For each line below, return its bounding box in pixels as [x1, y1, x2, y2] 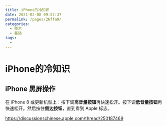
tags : [5, 36, 17, 41]
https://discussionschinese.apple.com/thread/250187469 [5, 115, 124, 121]
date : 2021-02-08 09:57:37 [5, 12, 62, 17]
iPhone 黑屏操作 [5, 85, 56, 93]
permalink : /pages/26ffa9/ [5, 17, 62, 22]
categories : [5, 21, 30, 27]
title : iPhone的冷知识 [5, 7, 50, 13]
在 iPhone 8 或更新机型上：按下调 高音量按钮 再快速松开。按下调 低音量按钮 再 [5, 99, 162, 105]
